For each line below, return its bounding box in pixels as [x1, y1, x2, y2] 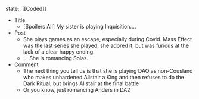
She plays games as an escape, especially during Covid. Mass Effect [23, 36, 192, 42]
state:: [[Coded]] [5, 5, 46, 12]
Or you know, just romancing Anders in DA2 [23, 86, 130, 93]
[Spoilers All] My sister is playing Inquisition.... [23, 23, 136, 30]
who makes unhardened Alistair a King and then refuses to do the [23, 74, 184, 81]
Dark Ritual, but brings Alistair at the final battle [23, 80, 139, 87]
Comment [14, 61, 39, 68]
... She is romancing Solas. [23, 55, 89, 61]
